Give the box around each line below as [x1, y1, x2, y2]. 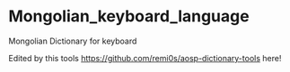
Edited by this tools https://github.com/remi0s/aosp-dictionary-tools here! [8, 52, 282, 63]
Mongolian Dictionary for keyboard [8, 36, 137, 46]
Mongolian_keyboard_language [8, 6, 250, 27]
